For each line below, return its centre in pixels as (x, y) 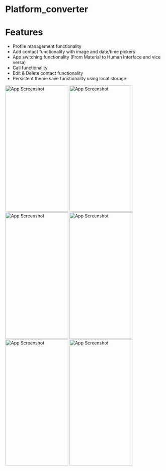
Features (24, 33)
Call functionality (30, 68)
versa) (19, 63)
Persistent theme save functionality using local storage (69, 79)
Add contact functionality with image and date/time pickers (74, 52)
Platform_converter (47, 9)
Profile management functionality (47, 46)
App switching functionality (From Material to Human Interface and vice (87, 57)
